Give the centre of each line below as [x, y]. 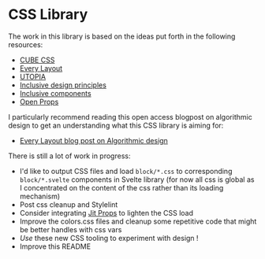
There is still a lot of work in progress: [69, 156]
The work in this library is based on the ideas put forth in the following [122, 36]
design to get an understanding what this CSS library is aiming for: [116, 125]
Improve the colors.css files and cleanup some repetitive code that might [138, 221]
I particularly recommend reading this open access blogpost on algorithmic [130, 117]
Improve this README [55, 246]
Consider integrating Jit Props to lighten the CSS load [106, 213]
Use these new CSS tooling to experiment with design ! [109, 238]
